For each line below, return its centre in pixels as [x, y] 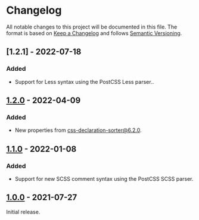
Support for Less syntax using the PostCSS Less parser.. [84, 81]
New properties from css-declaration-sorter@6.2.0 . [78, 130]
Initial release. [23, 212]
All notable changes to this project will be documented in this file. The [92, 27]
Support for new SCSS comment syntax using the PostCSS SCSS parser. [104, 179]
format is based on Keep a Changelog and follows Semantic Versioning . [94, 33]
